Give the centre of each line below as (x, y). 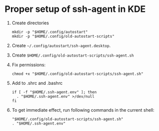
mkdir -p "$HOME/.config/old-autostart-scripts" (63, 36)
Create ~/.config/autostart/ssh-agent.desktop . (61, 45)
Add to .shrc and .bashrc (37, 83)
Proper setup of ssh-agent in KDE (75, 9)
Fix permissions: (29, 65)
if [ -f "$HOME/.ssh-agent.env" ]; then (54, 92)
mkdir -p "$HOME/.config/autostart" (50, 32)
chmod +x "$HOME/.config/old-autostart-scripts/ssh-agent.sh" (78, 74)
